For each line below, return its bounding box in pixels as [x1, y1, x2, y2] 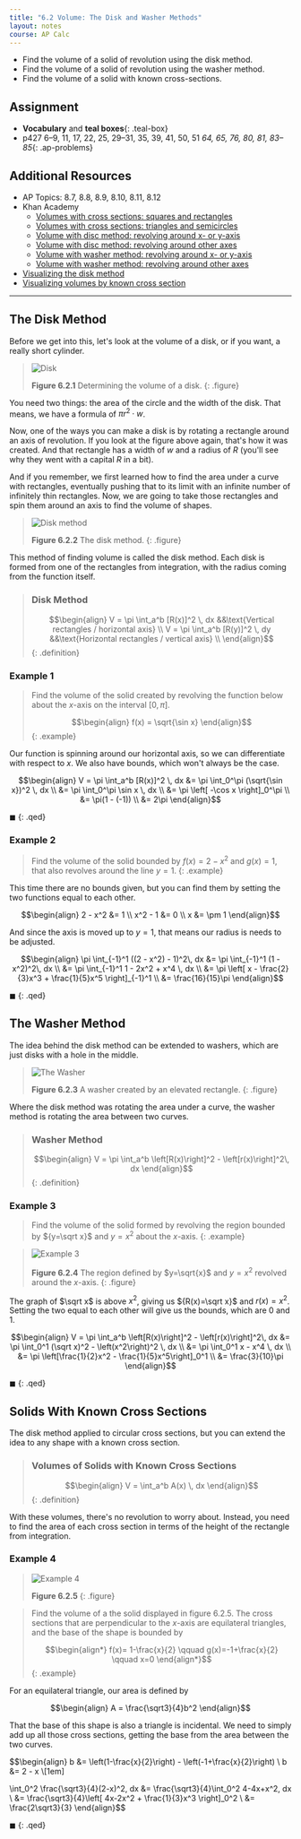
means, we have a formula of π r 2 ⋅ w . [9, 407, 146, 419]
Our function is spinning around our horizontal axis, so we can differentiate [9, 748, 285, 759]
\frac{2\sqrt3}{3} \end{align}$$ [9, 1802, 126, 1813]
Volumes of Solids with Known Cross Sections [30, 1460, 237, 1472]
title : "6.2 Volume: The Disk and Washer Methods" [9, 13, 202, 22]
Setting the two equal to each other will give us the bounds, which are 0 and [9, 1305, 290, 1316]
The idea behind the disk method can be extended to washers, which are [9, 1040, 279, 1050]
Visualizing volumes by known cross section [21, 278, 186, 288]
